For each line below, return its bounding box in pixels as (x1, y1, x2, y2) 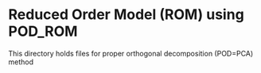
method (8, 57, 34, 67)
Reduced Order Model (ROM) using (8, 6, 244, 24)
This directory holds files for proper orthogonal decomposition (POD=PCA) (8, 48, 254, 58)
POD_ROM (8, 22, 78, 40)
